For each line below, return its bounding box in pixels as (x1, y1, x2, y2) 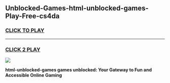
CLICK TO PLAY (5, 27, 45, 34)
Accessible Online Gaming (5, 72, 62, 78)
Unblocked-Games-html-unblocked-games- (5, 4, 149, 13)
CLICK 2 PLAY (5, 46, 40, 53)
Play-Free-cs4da (5, 12, 60, 21)
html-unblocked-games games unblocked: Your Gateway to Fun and (5, 66, 152, 72)
